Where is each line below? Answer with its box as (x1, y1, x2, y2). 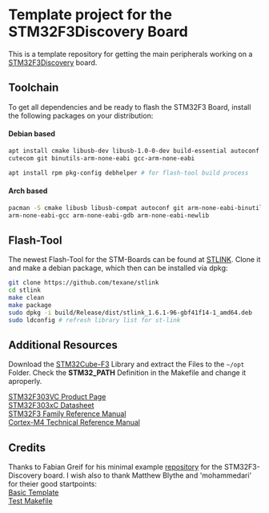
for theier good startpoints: (8, 479, 98, 489)
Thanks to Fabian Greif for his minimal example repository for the (8, 463, 223, 472)
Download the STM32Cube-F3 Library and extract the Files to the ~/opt (8, 359, 245, 370)
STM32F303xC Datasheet (8, 401, 94, 410)
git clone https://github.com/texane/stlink (8, 279, 159, 287)
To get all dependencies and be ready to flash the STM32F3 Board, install (8, 102, 251, 111)
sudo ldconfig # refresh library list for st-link (8, 316, 181, 324)
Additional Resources (8, 338, 118, 352)
